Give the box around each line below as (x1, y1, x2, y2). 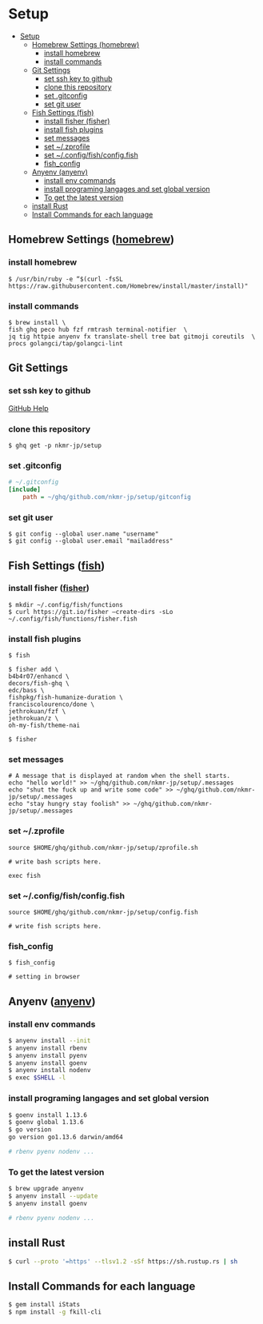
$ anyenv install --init (8, 1036, 91, 1044)
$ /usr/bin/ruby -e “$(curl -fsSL (8, 275, 124, 283)
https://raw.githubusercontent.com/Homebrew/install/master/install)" (8, 281, 249, 290)
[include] (8, 485, 42, 494)
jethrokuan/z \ (8, 715, 59, 723)
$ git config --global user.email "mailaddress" (8, 537, 173, 545)
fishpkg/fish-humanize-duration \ (8, 693, 124, 702)
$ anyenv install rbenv (8, 1044, 88, 1052)
